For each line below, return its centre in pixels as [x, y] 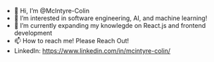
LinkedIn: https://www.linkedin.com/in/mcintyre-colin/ [92, 51]
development [33, 33]
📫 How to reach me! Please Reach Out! [71, 41]
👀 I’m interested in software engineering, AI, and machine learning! [111, 18]
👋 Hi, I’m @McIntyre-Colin [52, 11]
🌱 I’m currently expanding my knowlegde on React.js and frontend [110, 25]
